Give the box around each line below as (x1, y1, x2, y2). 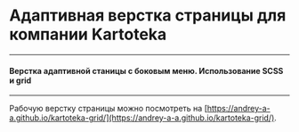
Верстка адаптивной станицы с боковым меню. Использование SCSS (9, 65, 284, 76)
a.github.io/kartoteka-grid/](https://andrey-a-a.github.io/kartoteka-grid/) (9, 112, 275, 123)
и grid (9, 75, 32, 86)
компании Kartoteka (9, 24, 167, 45)
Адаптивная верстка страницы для (9, 5, 287, 26)
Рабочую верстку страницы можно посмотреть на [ (9, 103, 207, 114)
